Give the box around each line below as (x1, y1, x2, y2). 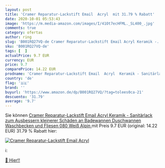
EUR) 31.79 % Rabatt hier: (5, 128, 57, 134)
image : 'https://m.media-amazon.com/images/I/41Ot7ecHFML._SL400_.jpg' (5, 21, 155, 26)
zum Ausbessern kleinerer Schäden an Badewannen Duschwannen (5, 118, 141, 124)
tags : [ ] (5, 48, 27, 53)
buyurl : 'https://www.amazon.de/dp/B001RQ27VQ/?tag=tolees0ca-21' (5, 90, 144, 95)
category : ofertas (5, 30, 43, 35)
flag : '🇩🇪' (5, 80, 29, 85)
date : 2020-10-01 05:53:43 (5, 16, 60, 21)
